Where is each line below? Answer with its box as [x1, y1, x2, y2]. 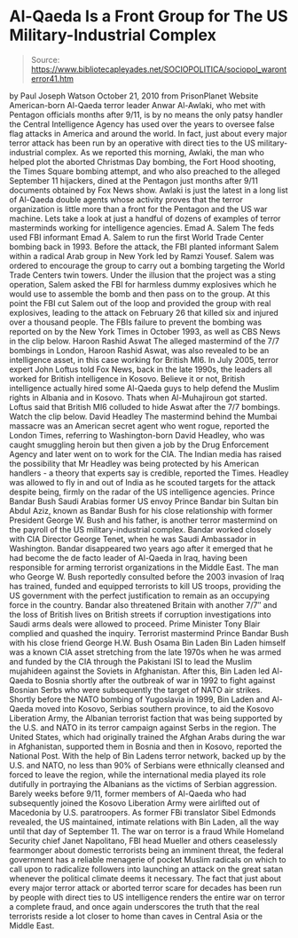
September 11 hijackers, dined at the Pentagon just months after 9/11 [9, 175, 259, 185]
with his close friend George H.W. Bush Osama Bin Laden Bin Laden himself [9, 637, 286, 648]
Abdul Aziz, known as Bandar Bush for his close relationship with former [9, 505, 273, 516]
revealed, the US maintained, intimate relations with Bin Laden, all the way [9, 816, 279, 827]
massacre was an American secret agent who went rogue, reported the [9, 420, 270, 431]
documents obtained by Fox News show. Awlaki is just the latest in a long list [9, 185, 288, 195]
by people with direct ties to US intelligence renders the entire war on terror [9, 892, 286, 903]
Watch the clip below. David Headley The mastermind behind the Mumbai [9, 411, 278, 422]
